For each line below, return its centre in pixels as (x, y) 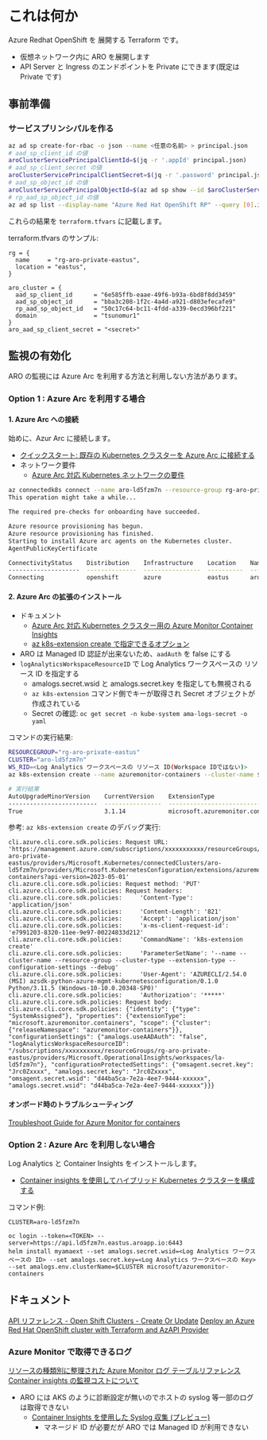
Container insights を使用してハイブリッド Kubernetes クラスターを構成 (137, 1180)
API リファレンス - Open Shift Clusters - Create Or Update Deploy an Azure (132, 1321)
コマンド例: (27, 1207)
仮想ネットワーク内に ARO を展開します (85, 56)
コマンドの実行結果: (41, 737)
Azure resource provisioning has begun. (76, 526)
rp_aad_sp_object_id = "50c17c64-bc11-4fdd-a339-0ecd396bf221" (126, 308)
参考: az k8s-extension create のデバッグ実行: (85, 827)
